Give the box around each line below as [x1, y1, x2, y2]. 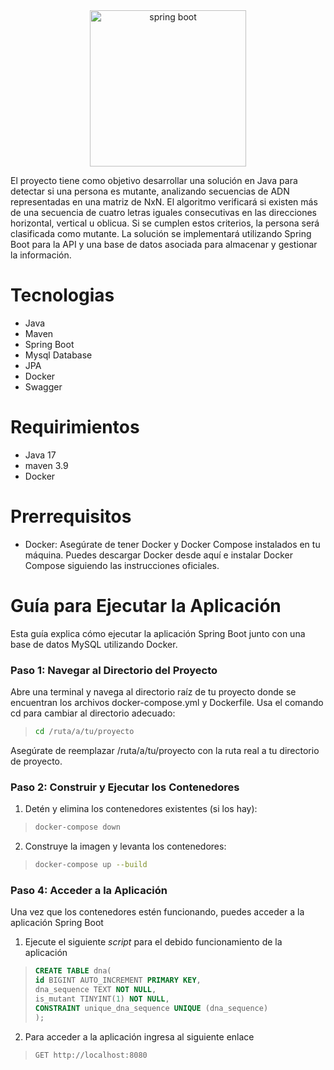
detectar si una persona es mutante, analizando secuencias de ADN [10, 185, 290, 197]
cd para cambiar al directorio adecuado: [10, 707, 176, 719]
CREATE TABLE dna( [34, 966, 112, 976]
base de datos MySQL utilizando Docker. [10, 638, 178, 650]
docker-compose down [34, 822, 121, 833]
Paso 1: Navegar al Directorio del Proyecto [10, 663, 218, 677]
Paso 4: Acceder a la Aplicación [10, 883, 168, 897]
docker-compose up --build [34, 860, 148, 870]
